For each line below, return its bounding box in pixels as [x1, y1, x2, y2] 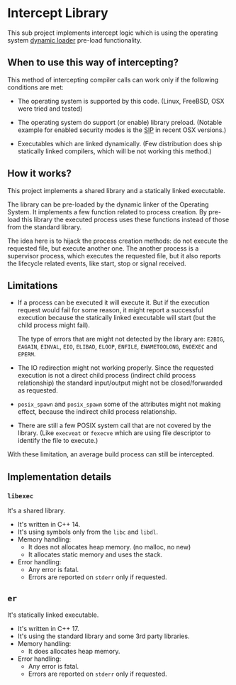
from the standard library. [7, 222, 82, 231]
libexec [7, 492, 34, 500]
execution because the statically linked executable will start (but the [17, 314, 216, 322]
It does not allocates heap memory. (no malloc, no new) [28, 543, 191, 552]
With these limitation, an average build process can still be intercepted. [7, 450, 215, 459]
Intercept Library [7, 5, 108, 21]
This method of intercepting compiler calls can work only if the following [7, 75, 219, 84]
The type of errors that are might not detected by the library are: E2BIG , [17, 335, 225, 344]
